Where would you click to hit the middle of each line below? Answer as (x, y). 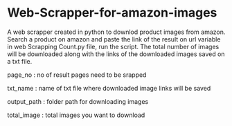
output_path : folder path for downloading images (78, 101)
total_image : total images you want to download (76, 115)
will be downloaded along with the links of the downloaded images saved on (116, 54)
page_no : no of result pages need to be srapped (77, 75)
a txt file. (20, 61)
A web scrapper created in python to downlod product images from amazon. (116, 32)
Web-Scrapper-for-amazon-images (112, 13)
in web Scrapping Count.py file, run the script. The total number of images (113, 46)
